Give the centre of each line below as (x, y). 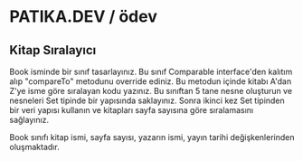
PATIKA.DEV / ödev (84, 17)
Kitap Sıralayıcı (53, 50)
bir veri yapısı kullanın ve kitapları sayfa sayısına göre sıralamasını (132, 110)
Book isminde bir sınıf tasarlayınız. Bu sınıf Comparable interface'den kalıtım (151, 71)
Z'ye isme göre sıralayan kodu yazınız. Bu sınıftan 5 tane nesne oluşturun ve (151, 91)
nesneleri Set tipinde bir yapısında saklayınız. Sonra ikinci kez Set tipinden (147, 100)
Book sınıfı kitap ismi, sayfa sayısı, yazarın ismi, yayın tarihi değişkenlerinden (152, 137)
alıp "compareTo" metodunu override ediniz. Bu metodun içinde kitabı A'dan (151, 81)
